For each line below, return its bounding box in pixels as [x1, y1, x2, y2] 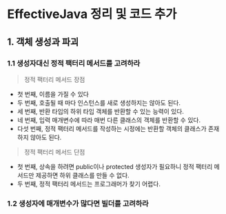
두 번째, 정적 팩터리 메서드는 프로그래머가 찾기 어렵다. [17, 179, 161, 188]
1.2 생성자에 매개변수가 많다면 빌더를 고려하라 [7, 198, 150, 208]
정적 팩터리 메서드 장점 [23, 75, 85, 84]
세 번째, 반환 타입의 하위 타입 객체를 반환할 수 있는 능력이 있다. [17, 107, 185, 115]
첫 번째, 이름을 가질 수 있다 [17, 90, 90, 98]
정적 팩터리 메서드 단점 [23, 148, 85, 156]
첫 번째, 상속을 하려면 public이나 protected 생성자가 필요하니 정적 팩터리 [17, 162, 213, 171]
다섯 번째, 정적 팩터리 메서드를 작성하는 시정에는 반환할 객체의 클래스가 [17, 124, 207, 133]
